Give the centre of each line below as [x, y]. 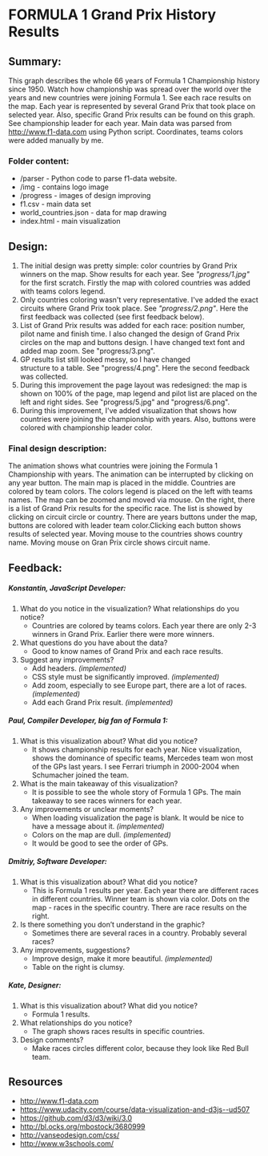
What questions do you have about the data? [94, 643]
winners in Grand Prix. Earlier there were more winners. [123, 634]
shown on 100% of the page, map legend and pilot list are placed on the [138, 394]
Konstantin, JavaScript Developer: [67, 588]
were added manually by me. [56, 140]
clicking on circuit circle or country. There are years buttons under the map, [133, 517]
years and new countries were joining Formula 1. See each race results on [130, 97]
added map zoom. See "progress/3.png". [88, 351]
